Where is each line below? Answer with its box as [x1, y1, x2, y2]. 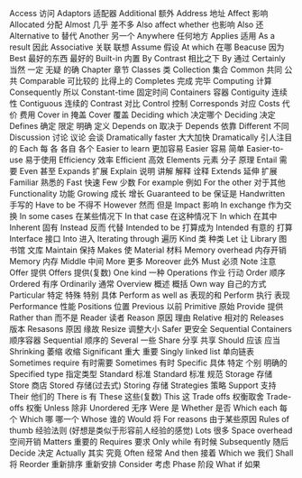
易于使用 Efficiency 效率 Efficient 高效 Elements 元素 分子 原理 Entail [24, 154, 278, 165]
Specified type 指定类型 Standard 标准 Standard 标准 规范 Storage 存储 [9, 369, 273, 379]
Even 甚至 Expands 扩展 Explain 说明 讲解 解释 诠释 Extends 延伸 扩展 [19, 166, 278, 176]
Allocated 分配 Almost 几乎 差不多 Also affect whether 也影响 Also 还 [9, 19, 264, 30]
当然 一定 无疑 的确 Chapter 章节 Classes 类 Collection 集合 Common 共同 [9, 64, 282, 75]
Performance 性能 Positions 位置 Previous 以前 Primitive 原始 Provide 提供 [9, 301, 284, 311]
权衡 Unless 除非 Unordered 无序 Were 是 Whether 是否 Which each [25, 402, 278, 413]
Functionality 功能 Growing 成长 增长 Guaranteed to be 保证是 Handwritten [9, 188, 286, 198]
